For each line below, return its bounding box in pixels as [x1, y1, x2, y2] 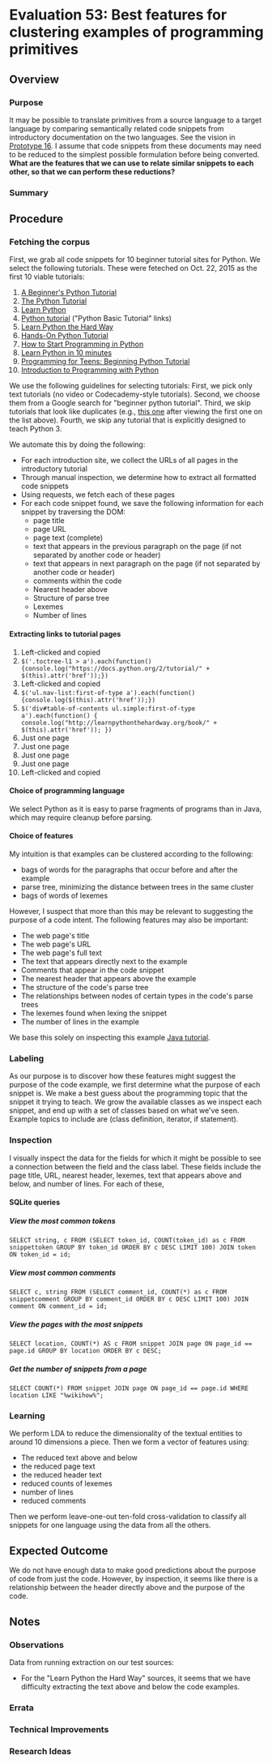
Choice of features [9, 831, 74, 841]
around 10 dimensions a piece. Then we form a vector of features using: [9, 1437, 249, 1447]
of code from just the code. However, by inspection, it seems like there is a [9, 1574, 258, 1584]
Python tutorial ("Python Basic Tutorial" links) [20, 314, 172, 324]
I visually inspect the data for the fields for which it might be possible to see [9, 1153, 261, 1163]
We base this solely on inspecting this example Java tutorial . [9, 1032, 210, 1043]
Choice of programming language [9, 786, 125, 796]
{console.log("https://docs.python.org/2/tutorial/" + [20, 664, 210, 672]
